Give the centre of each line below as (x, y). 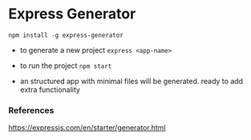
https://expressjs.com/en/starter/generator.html (87, 128)
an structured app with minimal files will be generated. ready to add (131, 81)
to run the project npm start (66, 66)
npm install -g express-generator (66, 35)
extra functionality (50, 90)
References (31, 110)
